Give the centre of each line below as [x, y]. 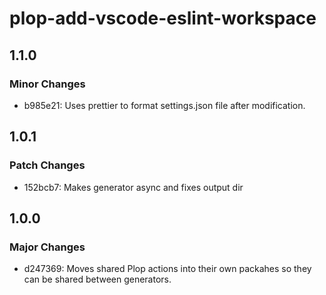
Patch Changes [47, 165]
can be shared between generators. [97, 279]
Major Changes [47, 247]
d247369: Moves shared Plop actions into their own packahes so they [167, 269]
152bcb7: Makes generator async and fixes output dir [133, 187]
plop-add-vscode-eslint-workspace [163, 18]
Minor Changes [47, 84]
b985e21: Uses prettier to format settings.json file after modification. [164, 105]
